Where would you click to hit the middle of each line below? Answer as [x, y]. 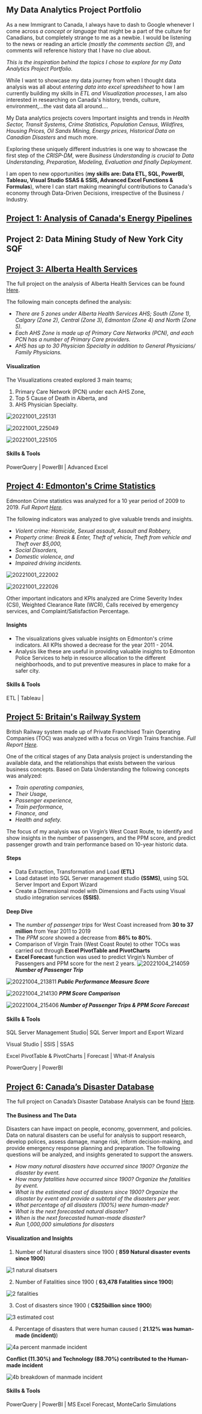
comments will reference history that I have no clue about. [79, 50]
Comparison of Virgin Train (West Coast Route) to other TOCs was [97, 944]
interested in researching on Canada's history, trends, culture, [83, 99]
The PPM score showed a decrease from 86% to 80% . [83, 938]
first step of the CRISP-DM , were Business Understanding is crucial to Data [100, 155]
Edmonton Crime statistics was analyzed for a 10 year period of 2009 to [96, 500]
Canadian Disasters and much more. [52, 137]
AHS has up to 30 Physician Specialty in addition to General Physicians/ [105, 346]
